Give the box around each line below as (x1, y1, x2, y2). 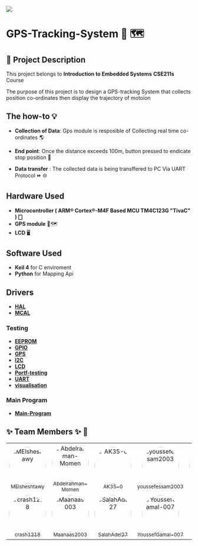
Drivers (6, 287, 34, 297)
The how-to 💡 (6, 112, 57, 122)
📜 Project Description (6, 54, 86, 64)
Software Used (6, 248, 62, 259)
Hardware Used (6, 191, 65, 201)
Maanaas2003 (53, 531, 87, 538)
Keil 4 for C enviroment (14, 264, 72, 271)
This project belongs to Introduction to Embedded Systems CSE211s (6, 70, 175, 77)
